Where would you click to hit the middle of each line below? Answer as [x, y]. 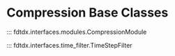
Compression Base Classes [87, 13]
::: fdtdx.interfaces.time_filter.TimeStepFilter [70, 45]
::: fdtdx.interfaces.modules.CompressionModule [77, 32]
